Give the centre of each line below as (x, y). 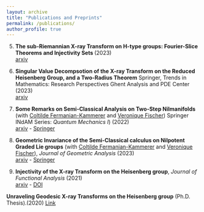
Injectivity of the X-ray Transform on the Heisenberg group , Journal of (106, 172)
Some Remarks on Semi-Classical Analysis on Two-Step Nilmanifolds (105, 109)
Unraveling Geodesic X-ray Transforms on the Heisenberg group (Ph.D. (98, 197)
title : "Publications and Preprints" (54, 18)
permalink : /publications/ (41, 23)
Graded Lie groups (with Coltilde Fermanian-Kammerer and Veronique (104, 147)
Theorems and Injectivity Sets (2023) (63, 53)
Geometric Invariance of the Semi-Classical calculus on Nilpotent (100, 141)
